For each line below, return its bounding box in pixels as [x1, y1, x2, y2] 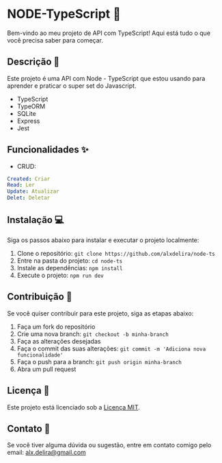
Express [16, 117, 40, 125]
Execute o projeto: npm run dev [16, 271, 104, 279]
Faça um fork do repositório [16, 322, 96, 331]
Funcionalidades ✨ [7, 144, 89, 156]
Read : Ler [7, 182, 36, 189]
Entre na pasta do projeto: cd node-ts [16, 257, 123, 265]
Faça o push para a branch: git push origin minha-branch [16, 357, 182, 366]
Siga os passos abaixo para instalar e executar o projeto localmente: [7, 236, 199, 244]
